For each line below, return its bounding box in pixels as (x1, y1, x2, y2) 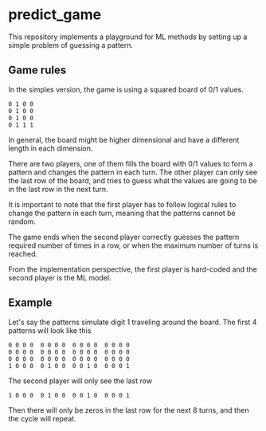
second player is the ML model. (8, 272, 111, 282)
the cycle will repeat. (8, 413, 76, 423)
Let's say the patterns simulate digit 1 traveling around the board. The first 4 (8, 317, 257, 327)
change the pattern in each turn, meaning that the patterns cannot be (8, 208, 237, 217)
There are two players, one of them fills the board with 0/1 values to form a (8, 159, 253, 168)
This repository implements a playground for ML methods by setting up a (8, 32, 248, 41)
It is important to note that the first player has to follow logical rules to (8, 199, 237, 209)
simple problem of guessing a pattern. (8, 40, 134, 49)
